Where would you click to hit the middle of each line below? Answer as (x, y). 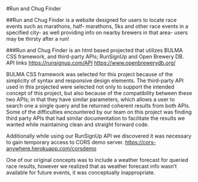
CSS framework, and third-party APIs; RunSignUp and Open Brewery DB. (95, 56)
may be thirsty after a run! (38, 39)
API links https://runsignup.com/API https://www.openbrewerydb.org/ (91, 63)
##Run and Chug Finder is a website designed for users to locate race (92, 20)
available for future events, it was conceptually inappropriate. (81, 173)
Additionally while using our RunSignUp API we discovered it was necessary (99, 136)
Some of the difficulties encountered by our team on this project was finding (99, 112)
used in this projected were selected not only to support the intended (90, 87)
